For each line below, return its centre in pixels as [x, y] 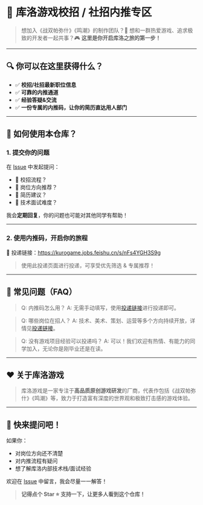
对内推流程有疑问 [36, 461]
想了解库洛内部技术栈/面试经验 [53, 469]
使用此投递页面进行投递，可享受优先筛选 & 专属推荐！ [88, 265]
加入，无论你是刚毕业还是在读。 [66, 348]
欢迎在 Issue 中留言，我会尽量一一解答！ [57, 481]
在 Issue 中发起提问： [33, 167]
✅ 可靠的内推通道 [37, 92]
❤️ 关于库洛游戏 [35, 375]
